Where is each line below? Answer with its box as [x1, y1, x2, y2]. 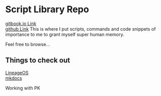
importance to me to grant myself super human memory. [5, 31, 124, 37]
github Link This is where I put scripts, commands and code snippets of [5, 26, 156, 32]
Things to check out [5, 56, 71, 65]
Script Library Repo [5, 4, 89, 15]
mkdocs [5, 75, 22, 81]
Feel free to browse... [5, 41, 50, 47]
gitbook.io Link [5, 20, 37, 27]
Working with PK [5, 85, 40, 91]
